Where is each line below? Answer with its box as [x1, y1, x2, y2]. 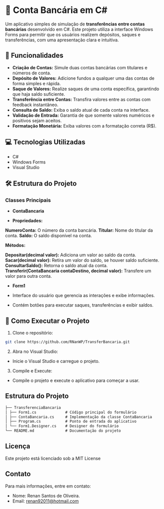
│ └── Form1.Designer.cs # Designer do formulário [5, 424, 119, 429]
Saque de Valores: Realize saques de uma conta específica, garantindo [12, 86, 160, 92]
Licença [5, 442, 31, 451]
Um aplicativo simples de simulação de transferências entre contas [5, 21, 145, 27]
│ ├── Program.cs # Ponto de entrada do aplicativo [5, 419, 137, 424]
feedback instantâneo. [12, 102, 59, 108]
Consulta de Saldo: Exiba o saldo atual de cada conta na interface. [12, 107, 150, 113]
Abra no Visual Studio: [12, 348, 58, 354]
